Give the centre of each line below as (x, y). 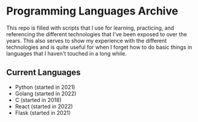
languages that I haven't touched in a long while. (66, 53)
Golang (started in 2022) (46, 93)
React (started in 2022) (44, 106)
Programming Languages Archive (92, 11)
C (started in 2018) (38, 100)
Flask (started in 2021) (43, 112)
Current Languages (43, 73)
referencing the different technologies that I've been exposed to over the (97, 34)
